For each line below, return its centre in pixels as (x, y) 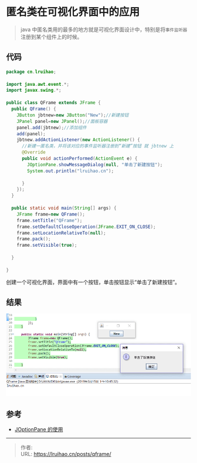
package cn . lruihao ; (31, 72)
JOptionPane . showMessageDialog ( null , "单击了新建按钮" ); (95, 165)
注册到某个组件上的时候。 (51, 36)
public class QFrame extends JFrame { (53, 103)
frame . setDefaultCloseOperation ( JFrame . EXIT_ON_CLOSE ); (86, 227)
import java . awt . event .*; (38, 84)
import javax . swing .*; (34, 90)
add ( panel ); (31, 134)
